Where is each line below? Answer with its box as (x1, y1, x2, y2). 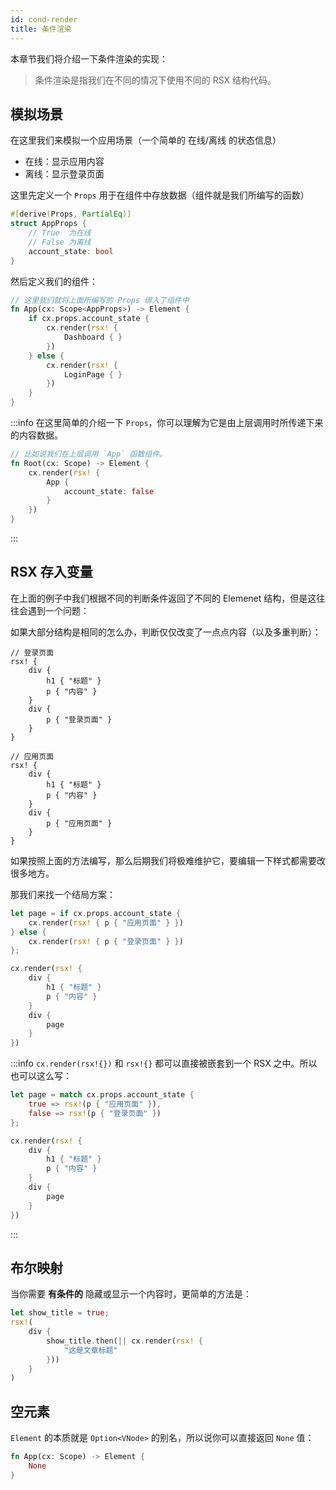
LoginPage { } (63, 369, 123, 380)
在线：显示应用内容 (24, 156, 105, 168)
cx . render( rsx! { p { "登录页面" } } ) (28, 936, 184, 946)
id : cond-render (10, 14, 78, 25)
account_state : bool (28, 246, 114, 256)
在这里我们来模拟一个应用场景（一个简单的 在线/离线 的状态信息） (10, 134, 282, 146)
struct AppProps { (10, 219, 87, 229)
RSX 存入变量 (10, 564, 93, 581)
